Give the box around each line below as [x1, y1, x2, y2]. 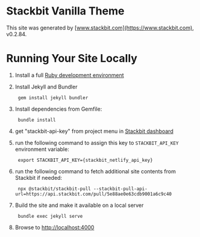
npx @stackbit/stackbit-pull [17, 185, 92, 192]
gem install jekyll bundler [17, 94, 89, 100]
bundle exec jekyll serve [17, 213, 83, 219]
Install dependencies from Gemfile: [14, 105, 102, 112]
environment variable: [14, 146, 69, 153]
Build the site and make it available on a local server [14, 202, 144, 209]
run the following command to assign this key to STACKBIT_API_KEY [14, 139, 179, 146]
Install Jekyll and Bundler [14, 83, 78, 90]
